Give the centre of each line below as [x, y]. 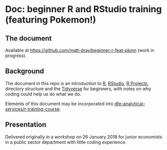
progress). [16, 55]
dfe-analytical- [129, 103]
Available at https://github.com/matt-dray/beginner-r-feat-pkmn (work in [80, 50]
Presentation [26, 125]
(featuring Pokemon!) [51, 20]
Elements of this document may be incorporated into [59, 103]
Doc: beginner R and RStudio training [83, 9]
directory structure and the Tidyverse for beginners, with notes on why [78, 88]
